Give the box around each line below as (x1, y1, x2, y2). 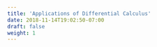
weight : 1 (7, 29, 36, 37)
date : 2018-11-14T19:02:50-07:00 (7, 17, 105, 23)
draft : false (7, 23, 45, 30)
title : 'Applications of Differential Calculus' (7, 10, 151, 17)
